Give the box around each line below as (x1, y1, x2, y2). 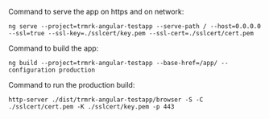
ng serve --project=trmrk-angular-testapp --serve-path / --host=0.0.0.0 (8, 23, 262, 31)
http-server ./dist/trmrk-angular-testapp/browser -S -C (8, 96, 204, 104)
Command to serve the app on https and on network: (8, 7, 184, 16)
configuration (8, 66, 56, 74)
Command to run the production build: (8, 80, 135, 89)
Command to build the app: (8, 43, 99, 53)
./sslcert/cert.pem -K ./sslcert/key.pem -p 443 (8, 103, 175, 111)
